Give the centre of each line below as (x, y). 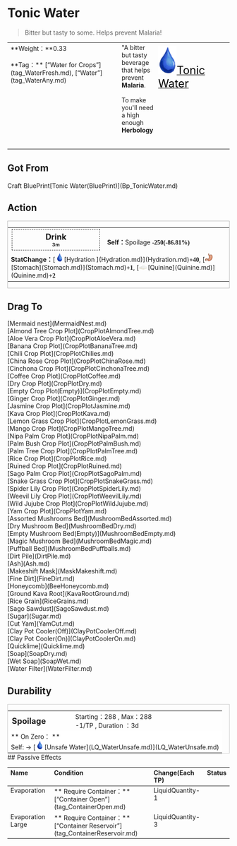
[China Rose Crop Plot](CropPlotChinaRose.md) (77, 361)
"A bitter (134, 47)
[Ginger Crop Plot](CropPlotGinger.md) (64, 399)
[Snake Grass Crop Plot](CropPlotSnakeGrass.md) (80, 481)
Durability (29, 691)
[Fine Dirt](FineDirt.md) (41, 579)
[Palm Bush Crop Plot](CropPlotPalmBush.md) (74, 443)
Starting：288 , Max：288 (114, 716)
